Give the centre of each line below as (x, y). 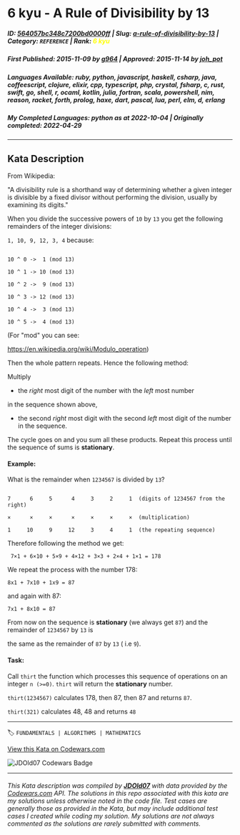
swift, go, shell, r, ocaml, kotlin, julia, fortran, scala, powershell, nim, (111, 92)
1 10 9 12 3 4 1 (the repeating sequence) (111, 530)
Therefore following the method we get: (66, 544)
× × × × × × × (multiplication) (99, 518)
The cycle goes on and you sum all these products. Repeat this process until (120, 440)
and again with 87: (35, 596)
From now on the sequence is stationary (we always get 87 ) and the (108, 622)
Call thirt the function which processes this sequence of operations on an (117, 676)
